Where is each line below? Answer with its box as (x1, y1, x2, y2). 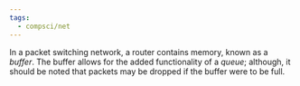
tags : (9, 13, 30, 23)
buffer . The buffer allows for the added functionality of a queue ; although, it (9, 56, 291, 67)
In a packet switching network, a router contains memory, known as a (9, 46, 268, 57)
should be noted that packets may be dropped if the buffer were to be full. (9, 65, 286, 77)
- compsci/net (17, 22, 70, 31)
